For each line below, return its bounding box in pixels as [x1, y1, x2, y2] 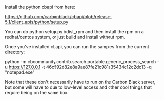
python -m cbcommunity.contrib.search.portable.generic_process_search [5, 59, 156, 64]
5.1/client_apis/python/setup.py [5, 19, 69, 25]
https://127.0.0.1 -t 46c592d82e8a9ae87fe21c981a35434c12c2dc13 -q [9, 64, 152, 70]
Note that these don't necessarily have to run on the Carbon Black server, [5, 79, 156, 85]
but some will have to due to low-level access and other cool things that [5, 84, 152, 90]
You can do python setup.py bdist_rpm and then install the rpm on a [5, 29, 144, 34]
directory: [5, 49, 25, 55]
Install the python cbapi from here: [5, 4, 76, 10]
